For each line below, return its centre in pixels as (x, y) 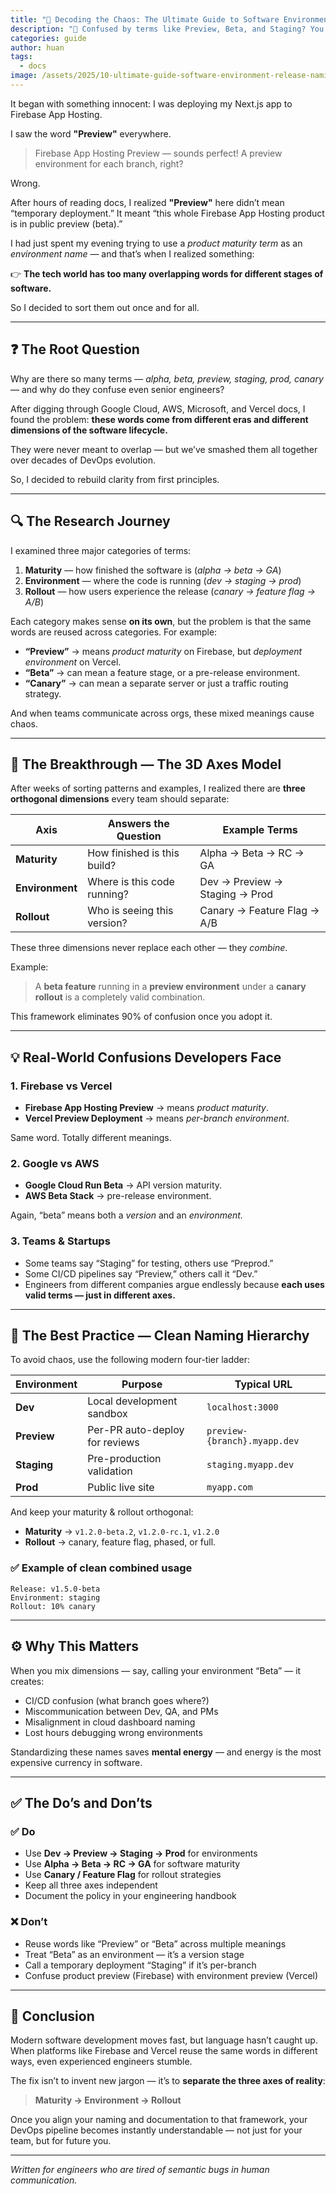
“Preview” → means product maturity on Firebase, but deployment (163, 651)
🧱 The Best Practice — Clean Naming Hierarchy (160, 1335)
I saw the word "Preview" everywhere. (91, 133)
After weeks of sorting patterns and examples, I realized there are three (158, 788)
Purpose (142, 1384)
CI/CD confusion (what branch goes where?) (117, 1700)
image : (24, 76)
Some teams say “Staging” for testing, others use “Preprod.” (149, 1263)
